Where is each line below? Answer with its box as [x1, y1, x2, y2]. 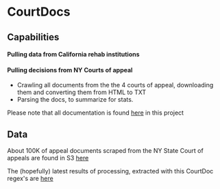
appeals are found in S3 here [7, 154, 89, 162]
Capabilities [7, 31, 60, 43]
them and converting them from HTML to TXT [16, 88, 146, 96]
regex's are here [7, 175, 53, 183]
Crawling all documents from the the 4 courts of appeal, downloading [16, 81, 214, 89]
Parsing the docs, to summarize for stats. [16, 96, 134, 104]
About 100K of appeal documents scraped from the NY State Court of [7, 147, 204, 155]
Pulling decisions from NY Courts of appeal [7, 66, 133, 74]
